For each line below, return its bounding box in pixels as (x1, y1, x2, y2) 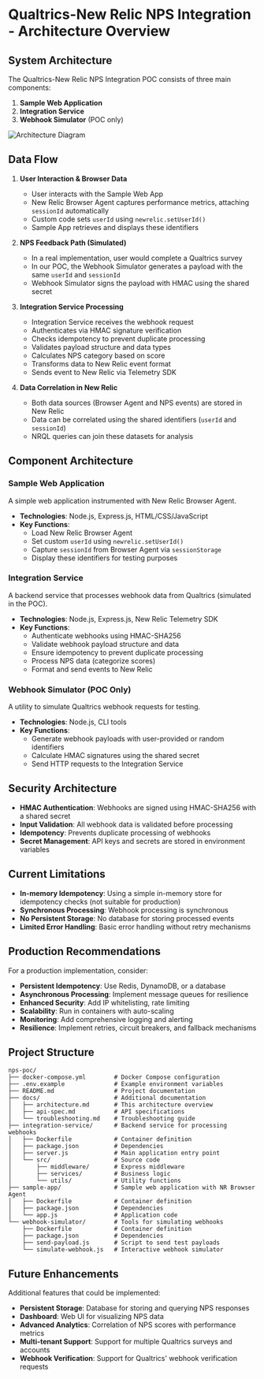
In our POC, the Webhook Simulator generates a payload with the (31, 262, 244, 271)
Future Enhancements (8, 1267, 120, 1280)
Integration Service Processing (19, 302, 124, 311)
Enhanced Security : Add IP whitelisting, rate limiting (19, 998, 191, 1007)
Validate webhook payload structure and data (31, 639, 180, 649)
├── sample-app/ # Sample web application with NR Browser (8, 1184, 256, 1191)
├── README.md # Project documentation (8, 1087, 195, 1095)
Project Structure (8, 1046, 95, 1059)
